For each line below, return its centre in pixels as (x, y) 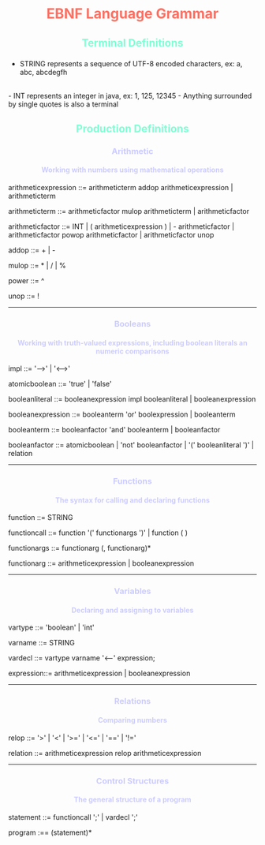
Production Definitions (132, 128)
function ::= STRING (41, 518)
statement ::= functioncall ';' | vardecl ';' (73, 817)
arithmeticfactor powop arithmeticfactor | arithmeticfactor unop (111, 235)
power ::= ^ (26, 281)
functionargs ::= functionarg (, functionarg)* (80, 548)
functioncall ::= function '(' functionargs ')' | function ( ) (98, 533)
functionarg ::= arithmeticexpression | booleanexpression (101, 563)
